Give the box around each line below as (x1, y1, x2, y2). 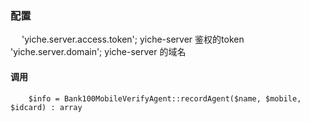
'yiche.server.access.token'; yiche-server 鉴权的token (21, 33, 245, 46)
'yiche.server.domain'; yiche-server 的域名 (10, 46, 187, 58)
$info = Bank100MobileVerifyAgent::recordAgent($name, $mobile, (28, 93, 302, 104)
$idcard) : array (10, 102, 83, 112)
